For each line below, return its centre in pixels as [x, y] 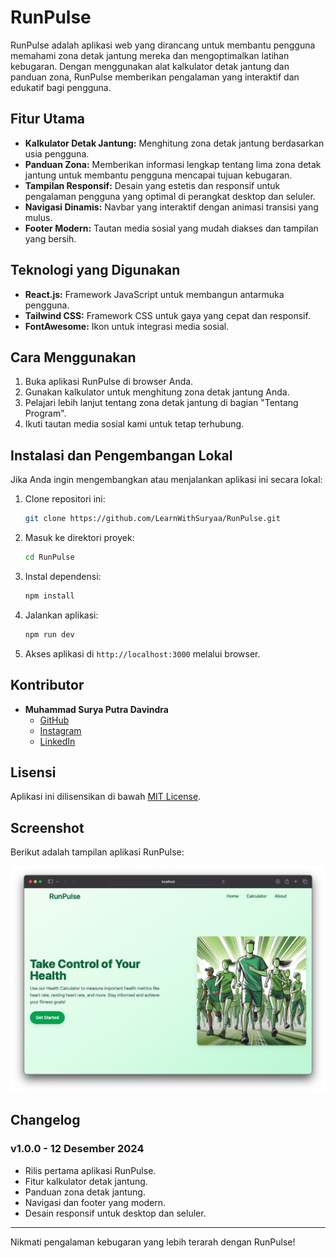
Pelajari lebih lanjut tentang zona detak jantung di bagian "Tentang [161, 403]
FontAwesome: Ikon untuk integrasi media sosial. [127, 326]
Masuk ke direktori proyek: [79, 538]
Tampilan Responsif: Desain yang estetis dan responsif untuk [152, 185]
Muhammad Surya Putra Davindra [96, 709]
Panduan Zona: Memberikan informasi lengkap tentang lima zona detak [173, 164]
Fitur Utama [48, 119]
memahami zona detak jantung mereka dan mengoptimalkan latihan [150, 55]
